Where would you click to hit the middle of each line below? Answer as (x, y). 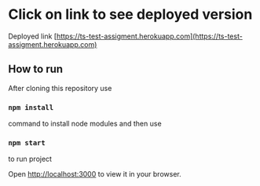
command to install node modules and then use (85, 124)
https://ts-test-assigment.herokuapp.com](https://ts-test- (150, 36)
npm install (31, 107)
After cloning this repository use (60, 88)
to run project (30, 159)
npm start (27, 142)
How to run (36, 69)
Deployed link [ (33, 36)
